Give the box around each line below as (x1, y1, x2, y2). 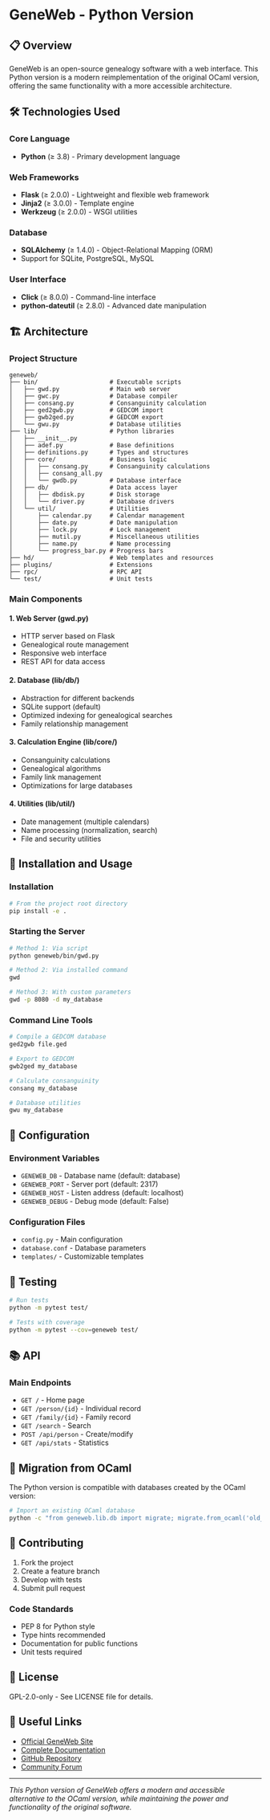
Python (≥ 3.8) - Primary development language (20, 151, 181, 161)
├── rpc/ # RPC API (9, 568, 143, 576)
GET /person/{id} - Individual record (20, 1404, 142, 1414)
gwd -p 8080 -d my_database (9, 996, 103, 1004)
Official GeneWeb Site (20, 1736, 94, 1746)
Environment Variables (9, 1153, 100, 1164)
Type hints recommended (20, 1630, 107, 1639)
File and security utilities (20, 834, 102, 843)
